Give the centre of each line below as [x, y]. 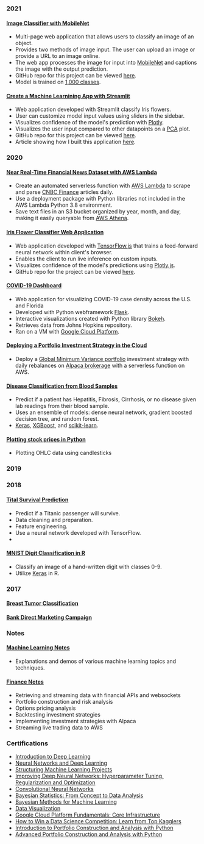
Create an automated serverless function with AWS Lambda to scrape [103, 186]
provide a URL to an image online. [58, 56]
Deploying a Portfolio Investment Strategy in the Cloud [77, 345]
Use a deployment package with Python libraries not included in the [100, 199]
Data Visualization [38, 809]
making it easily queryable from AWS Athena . [72, 218]
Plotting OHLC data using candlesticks [63, 453]
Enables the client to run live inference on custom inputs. [86, 259]
